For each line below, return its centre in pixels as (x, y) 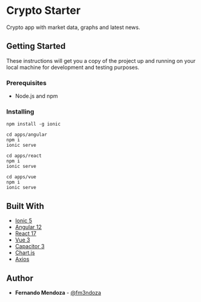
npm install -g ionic (34, 124)
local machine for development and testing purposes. (73, 67)
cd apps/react (24, 156)
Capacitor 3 (30, 246)
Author (20, 278)
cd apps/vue (21, 177)
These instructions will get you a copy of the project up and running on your (101, 60)
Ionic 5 (23, 220)
